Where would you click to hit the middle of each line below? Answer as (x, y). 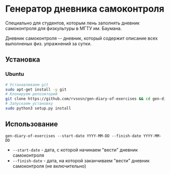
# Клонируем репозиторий (31, 94)
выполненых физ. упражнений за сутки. (49, 43)
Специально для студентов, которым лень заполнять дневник (73, 23)
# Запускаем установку (29, 104)
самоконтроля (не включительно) (49, 166)
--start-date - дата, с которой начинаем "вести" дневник (75, 150)
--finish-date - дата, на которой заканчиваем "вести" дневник (81, 160)
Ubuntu (15, 74)
